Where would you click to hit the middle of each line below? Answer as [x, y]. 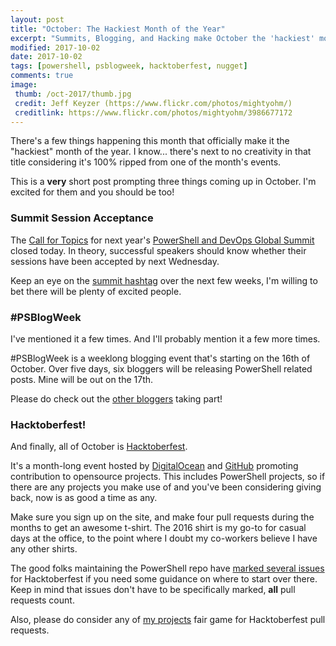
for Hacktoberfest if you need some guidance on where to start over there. [164, 579]
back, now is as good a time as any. [84, 498]
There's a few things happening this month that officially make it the [150, 141]
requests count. [42, 600]
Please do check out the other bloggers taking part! [116, 398]
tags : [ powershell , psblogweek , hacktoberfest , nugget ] [129, 66]
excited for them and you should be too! [92, 192]
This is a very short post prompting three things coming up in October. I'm [163, 182]
